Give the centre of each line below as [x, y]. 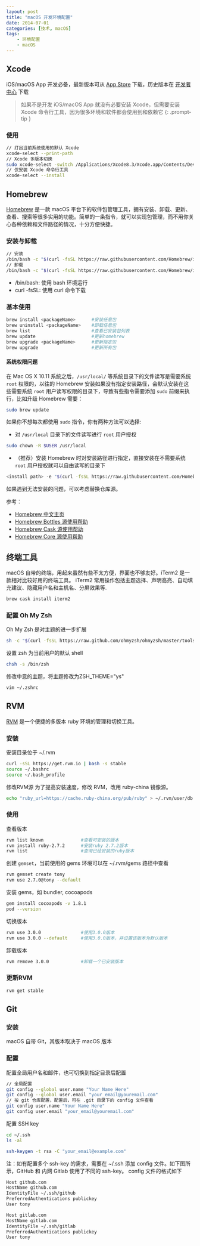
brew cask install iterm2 [38, 599]
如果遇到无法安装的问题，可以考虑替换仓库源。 [63, 489]
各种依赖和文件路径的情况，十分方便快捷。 [63, 224]
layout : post [22, 12]
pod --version [24, 909]
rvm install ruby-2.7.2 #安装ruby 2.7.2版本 [67, 845]
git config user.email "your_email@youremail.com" [70, 1112]
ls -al [14, 1140]
